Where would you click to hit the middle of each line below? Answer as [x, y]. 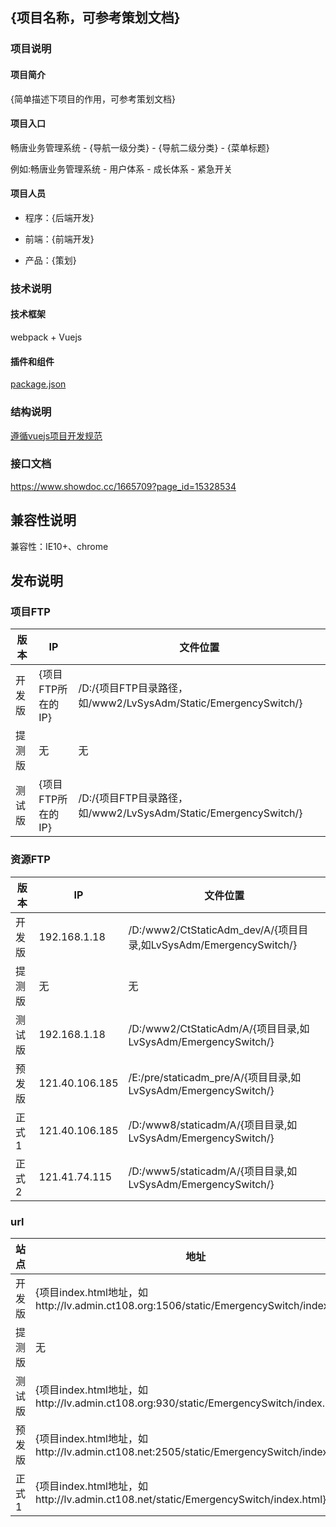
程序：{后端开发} [59, 217]
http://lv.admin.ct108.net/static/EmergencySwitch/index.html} [181, 1499]
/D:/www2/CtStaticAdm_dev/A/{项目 [213, 930]
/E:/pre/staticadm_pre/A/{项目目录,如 [215, 1077]
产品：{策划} [50, 260]
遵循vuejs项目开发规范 [56, 435]
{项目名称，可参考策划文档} [95, 18]
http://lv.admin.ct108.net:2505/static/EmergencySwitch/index [182, 1451]
